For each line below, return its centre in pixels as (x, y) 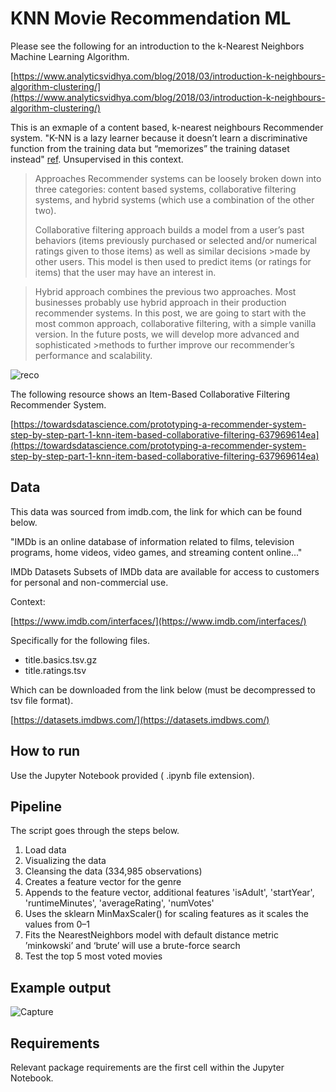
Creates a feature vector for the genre (103, 882)
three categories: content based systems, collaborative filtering (165, 189)
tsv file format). (42, 700)
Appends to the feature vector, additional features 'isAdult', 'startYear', (169, 893)
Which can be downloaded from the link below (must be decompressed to (163, 689)
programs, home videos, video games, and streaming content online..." (156, 552)
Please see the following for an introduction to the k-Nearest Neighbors (157, 46)
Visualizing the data (65, 861)
